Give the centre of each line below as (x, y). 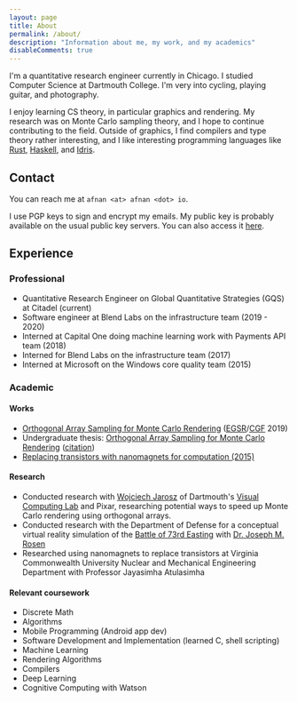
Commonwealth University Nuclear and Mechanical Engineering (139, 562)
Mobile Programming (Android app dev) (94, 631)
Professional (37, 279)
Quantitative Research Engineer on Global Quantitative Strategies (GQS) (153, 298)
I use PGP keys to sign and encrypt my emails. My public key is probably (142, 216)
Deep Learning (49, 678)
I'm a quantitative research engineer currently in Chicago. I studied (131, 76)
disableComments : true (51, 51)
